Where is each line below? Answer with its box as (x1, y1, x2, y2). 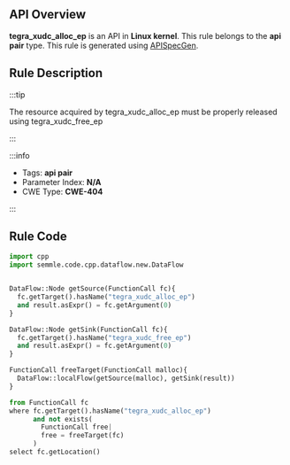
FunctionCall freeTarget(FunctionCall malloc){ (9, 366, 188, 375)
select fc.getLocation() (9, 447, 101, 457)
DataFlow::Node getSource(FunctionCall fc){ (9, 284, 176, 293)
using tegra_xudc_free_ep (9, 115, 103, 127)
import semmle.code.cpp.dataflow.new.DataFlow (9, 260, 184, 269)
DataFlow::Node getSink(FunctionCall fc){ (9, 325, 168, 334)
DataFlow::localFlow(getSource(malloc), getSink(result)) (17, 374, 236, 384)
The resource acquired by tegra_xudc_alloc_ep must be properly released (9, 106, 278, 117)
